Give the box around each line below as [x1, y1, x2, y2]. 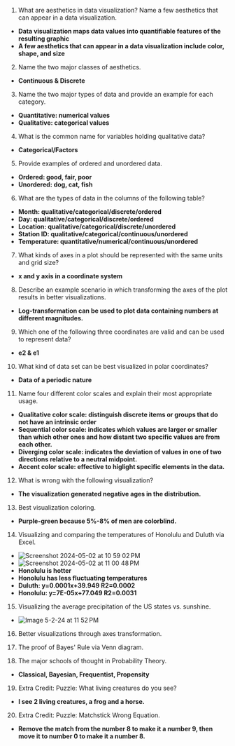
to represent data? [17, 335, 71, 343]
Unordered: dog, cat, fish [17, 180, 93, 189]
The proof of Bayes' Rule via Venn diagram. [17, 643, 144, 651]
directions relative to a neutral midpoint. [17, 455, 138, 463]
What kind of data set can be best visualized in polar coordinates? [17, 362, 208, 370]
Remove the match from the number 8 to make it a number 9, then [17, 725, 213, 733]
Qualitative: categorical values [17, 118, 110, 127]
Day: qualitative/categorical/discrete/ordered [17, 215, 154, 223]
